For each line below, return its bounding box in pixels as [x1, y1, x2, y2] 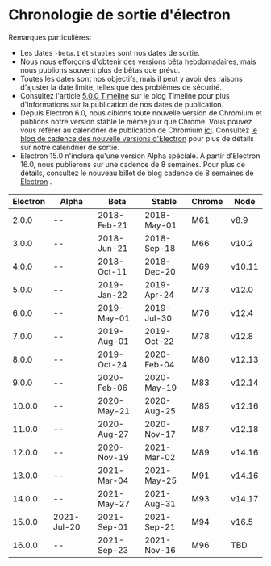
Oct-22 [144, 335, 174, 346]
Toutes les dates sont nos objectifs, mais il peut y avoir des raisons [19, 73, 244, 83]
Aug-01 [98, 335, 129, 346]
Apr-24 [144, 289, 175, 300]
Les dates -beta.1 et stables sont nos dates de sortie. [19, 48, 200, 57]
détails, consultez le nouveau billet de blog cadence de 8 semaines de [19, 168, 254, 178]
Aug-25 [144, 405, 176, 417]
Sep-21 [144, 521, 176, 532]
